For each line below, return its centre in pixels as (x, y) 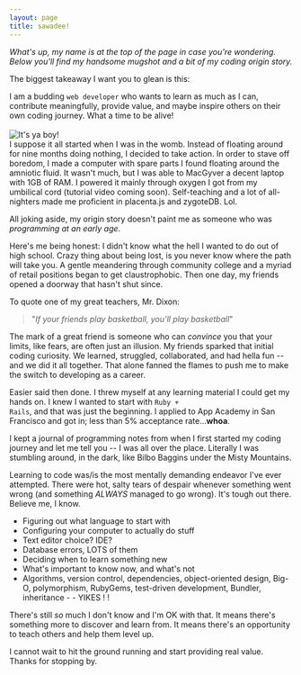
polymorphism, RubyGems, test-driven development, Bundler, (147, 588)
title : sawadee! (40, 26)
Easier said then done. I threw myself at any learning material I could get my (150, 391)
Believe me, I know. (45, 503)
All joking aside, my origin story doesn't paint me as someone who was (141, 219)
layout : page (34, 18)
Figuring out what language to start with (96, 521)
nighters (25, 201)
